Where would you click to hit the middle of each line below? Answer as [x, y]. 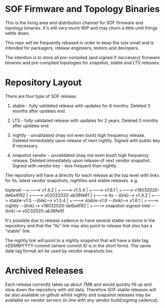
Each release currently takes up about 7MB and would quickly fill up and [78, 284]
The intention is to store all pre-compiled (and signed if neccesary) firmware [82, 57]
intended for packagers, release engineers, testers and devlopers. [72, 48]
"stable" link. [18, 231]
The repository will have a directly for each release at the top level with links [82, 175]
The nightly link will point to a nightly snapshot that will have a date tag [77, 240]
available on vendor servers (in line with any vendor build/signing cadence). [82, 300]
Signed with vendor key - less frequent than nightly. [65, 165]
